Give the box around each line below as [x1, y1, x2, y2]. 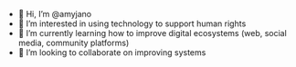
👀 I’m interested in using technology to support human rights [17, 18, 247, 29]
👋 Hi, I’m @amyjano [17, 9, 92, 19]
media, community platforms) [17, 37, 130, 48]
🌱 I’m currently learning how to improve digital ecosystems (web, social [17, 28, 288, 38]
